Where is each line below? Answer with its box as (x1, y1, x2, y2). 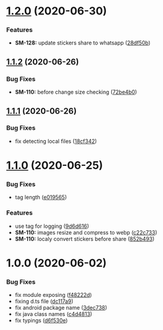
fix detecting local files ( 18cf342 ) (14, 137, 97, 145)
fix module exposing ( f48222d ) (14, 292, 92, 299)
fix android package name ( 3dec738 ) (14, 304, 107, 311)
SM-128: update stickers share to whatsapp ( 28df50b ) (14, 39, 151, 46)
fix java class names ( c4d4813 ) (14, 311, 93, 318)
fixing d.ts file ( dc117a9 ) (14, 298, 74, 305)
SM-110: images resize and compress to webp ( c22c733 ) (14, 228, 158, 236)
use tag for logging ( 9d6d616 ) (14, 222, 89, 230)
